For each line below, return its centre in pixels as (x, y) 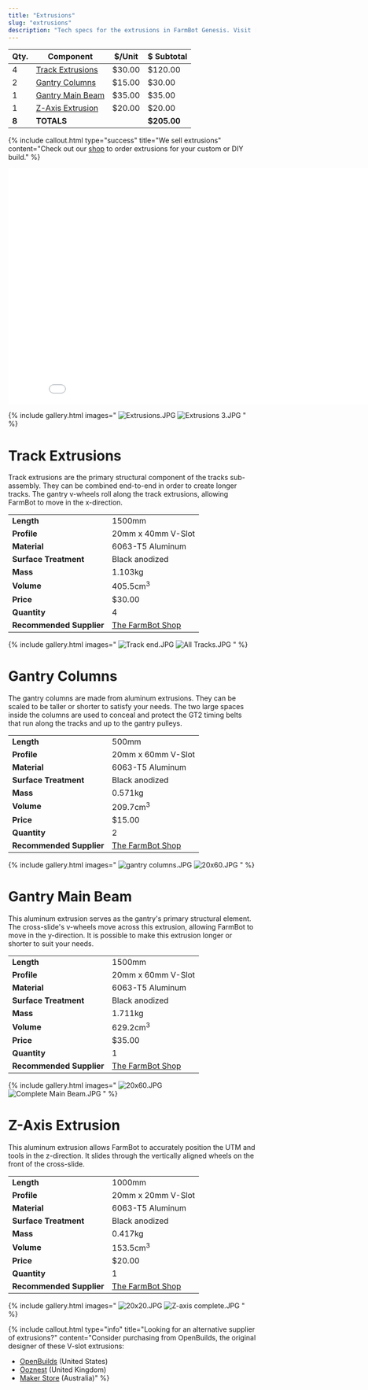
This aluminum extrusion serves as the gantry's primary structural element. (130, 919)
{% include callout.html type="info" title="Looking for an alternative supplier (132, 1329)
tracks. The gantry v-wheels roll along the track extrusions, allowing (118, 494)
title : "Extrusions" (42, 15)
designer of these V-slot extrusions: (66, 1346)
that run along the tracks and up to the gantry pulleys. (95, 723)
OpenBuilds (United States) (64, 1362)
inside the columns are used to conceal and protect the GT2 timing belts (125, 715)
